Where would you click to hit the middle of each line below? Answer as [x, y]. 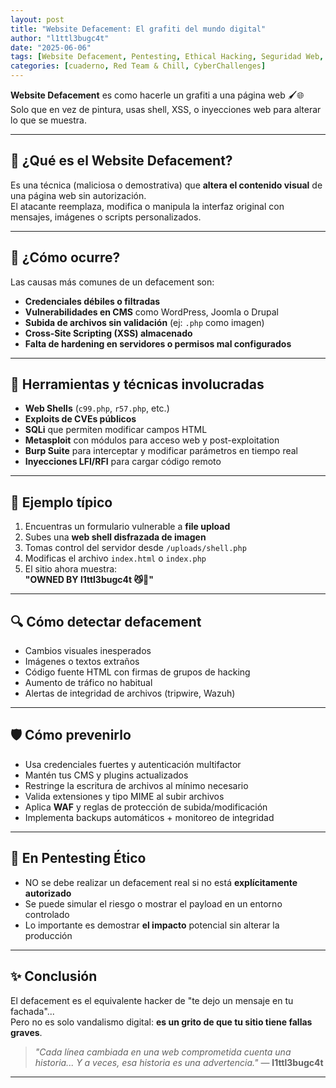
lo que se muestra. [49, 120]
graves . [26, 1032]
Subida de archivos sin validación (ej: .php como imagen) [144, 322]
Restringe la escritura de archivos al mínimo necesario [136, 785]
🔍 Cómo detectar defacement [106, 621]
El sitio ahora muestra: [71, 569]
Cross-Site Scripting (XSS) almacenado [108, 333]
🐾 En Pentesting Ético [78, 858]
